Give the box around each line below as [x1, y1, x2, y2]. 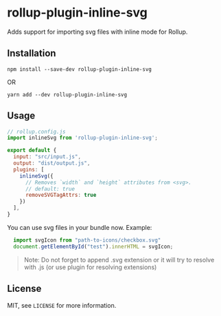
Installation [7, 48, 56, 59]
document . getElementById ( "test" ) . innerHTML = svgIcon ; [13, 243, 174, 250]
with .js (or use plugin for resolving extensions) [23, 263, 157, 271]
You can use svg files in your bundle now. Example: [7, 223, 152, 231]
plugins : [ [13, 166, 45, 173]
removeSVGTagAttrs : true [25, 191, 97, 199]
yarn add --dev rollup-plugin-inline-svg [7, 91, 128, 98]
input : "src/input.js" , [13, 154, 81, 160]
